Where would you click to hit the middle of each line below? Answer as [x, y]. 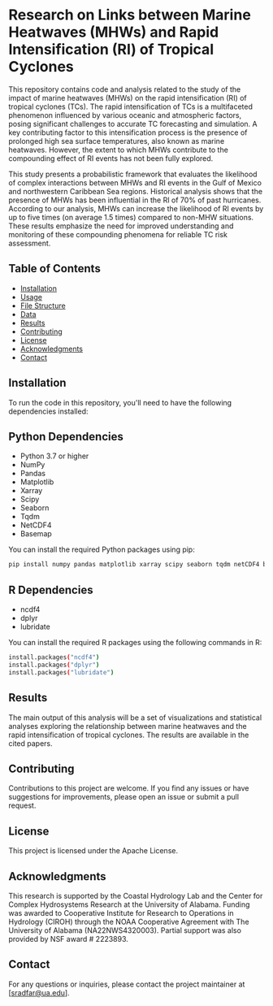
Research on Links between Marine [130, 15]
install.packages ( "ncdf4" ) [54, 657]
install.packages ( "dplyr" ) [54, 665]
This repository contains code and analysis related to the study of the [125, 89]
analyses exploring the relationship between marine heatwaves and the [128, 726]
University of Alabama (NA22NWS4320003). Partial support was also [125, 930]
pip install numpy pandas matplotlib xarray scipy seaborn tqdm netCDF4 [134, 565]
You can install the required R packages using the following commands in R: [135, 643]
